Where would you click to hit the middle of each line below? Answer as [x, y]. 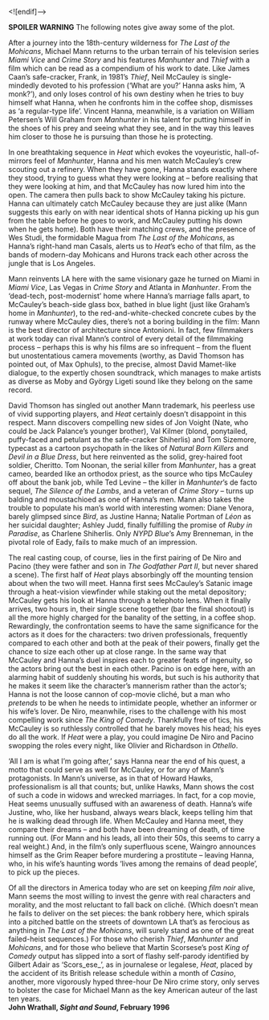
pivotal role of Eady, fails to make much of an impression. [103, 542]
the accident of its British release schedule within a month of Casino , [122, 973]
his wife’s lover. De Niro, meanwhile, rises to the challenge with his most [127, 711]
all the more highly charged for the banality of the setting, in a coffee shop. [132, 617]
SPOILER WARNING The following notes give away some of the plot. [122, 27]
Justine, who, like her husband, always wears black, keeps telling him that [130, 812]
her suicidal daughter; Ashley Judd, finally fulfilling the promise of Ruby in [130, 525]
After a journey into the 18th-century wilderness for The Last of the [119, 43]
